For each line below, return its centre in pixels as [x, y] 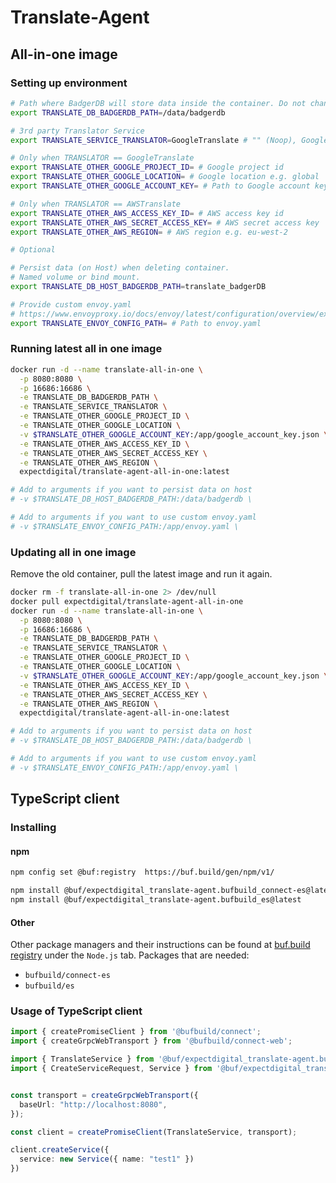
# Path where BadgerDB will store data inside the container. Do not [158, 103]
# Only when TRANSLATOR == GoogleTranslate [102, 158]
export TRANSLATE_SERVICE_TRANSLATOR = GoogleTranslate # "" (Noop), [154, 140]
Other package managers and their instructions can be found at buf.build [160, 945]
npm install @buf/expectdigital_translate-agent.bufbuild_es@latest [156, 900]
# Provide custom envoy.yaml [71, 304]
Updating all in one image [73, 552]
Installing [33, 828]
